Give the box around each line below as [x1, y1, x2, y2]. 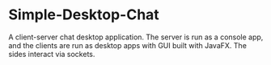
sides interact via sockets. [8, 49, 95, 59]
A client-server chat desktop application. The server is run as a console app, [8, 32, 264, 42]
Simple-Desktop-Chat [8, 6, 159, 24]
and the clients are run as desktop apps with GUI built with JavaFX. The [8, 40, 247, 50]
